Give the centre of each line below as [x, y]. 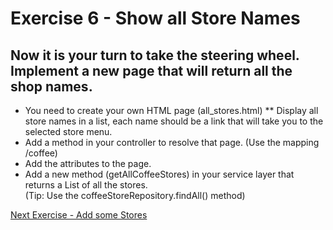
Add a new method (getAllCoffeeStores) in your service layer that [159, 174]
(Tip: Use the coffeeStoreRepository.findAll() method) [135, 195]
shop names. [51, 86]
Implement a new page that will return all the [151, 70]
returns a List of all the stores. [86, 185]
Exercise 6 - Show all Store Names [155, 18]
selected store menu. [68, 131]
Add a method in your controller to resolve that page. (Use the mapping [172, 142]
